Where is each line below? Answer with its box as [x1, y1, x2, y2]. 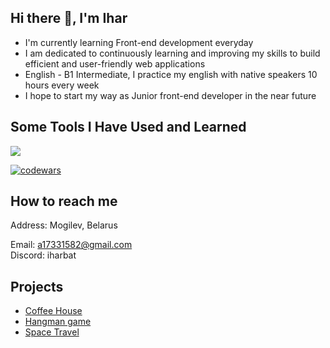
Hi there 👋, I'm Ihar [10, 10, 128, 27]
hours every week [24, 79, 100, 91]
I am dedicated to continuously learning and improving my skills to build [24, 47, 321, 59]
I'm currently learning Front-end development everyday [24, 36, 254, 48]
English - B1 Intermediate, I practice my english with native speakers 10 [24, 68, 318, 80]
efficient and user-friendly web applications [24, 57, 206, 70]
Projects [10, 278, 64, 295]
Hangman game [24, 316, 92, 328]
